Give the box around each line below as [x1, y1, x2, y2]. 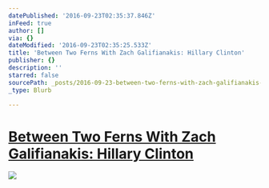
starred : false [8, 71, 59, 79]
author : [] [8, 26, 45, 34]
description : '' [8, 64, 62, 72]
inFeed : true [8, 19, 52, 27]
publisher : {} [8, 57, 56, 65]
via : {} [8, 34, 34, 42]
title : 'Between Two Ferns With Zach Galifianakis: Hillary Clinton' [8, 49, 246, 57]
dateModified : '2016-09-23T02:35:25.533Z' [8, 42, 152, 50]
